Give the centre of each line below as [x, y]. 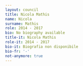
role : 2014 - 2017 [24, 28]
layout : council [22, 10]
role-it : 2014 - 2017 [27, 42]
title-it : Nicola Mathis [31, 38]
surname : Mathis [22, 24]
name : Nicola [19, 19]
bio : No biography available [35, 33]
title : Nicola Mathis [27, 14]
